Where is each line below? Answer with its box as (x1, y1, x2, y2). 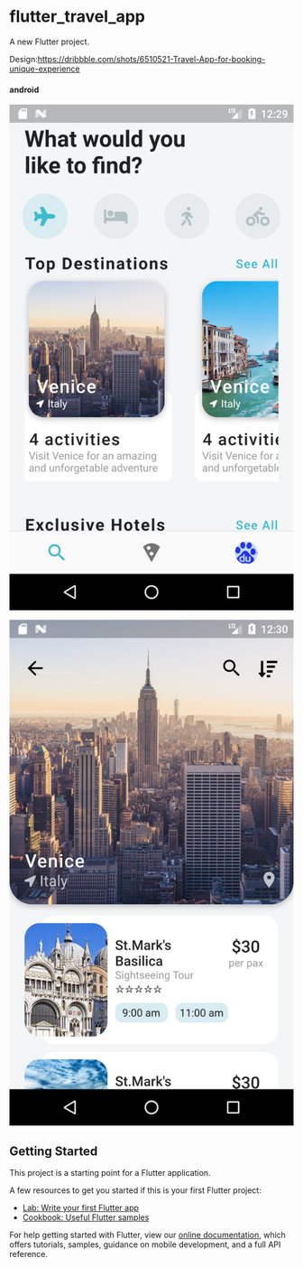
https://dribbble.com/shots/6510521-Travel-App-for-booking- (37, 53, 266, 64)
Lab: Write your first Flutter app (22, 1202, 140, 1213)
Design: (9, 53, 38, 64)
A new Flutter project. (9, 36, 90, 47)
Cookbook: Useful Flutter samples (22, 1212, 150, 1223)
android (9, 84, 40, 95)
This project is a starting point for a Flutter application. (9, 1167, 211, 1178)
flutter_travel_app (9, 6, 146, 27)
